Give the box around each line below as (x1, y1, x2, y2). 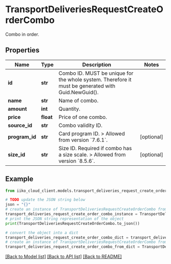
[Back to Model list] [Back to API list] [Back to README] (5, 253, 122, 260)
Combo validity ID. (58, 122, 103, 129)
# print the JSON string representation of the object (5, 216, 124, 221)
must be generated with (58, 82, 116, 90)
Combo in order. (5, 31, 39, 37)
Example (5, 174, 34, 184)
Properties (5, 46, 40, 54)
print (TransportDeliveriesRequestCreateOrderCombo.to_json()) (5, 221, 140, 226)
